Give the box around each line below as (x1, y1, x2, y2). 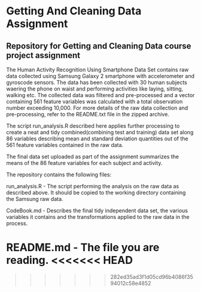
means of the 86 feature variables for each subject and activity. (6, 159, 163, 166)
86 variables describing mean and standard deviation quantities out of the (6, 135, 188, 142)
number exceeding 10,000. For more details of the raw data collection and (6, 104, 188, 112)
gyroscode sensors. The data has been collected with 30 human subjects (6, 79, 187, 86)
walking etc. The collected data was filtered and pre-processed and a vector (6, 92, 195, 98)
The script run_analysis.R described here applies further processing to (6, 122, 180, 130)
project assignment (6, 50, 81, 61)
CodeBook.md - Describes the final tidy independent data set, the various (6, 207, 188, 214)
